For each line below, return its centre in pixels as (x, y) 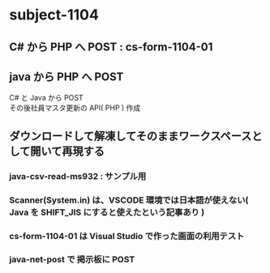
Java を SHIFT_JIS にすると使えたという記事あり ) (107, 212)
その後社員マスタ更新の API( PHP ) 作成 (75, 108)
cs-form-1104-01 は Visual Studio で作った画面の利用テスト (127, 236)
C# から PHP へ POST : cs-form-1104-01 (111, 47)
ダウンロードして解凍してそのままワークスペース (131, 136)
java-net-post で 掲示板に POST (72, 259)
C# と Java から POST (46, 98)
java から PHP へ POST (66, 77)
